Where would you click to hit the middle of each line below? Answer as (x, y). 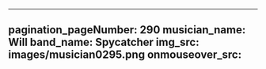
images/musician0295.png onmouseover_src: (125, 55)
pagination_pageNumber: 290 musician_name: (127, 30)
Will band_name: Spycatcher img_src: (104, 42)
